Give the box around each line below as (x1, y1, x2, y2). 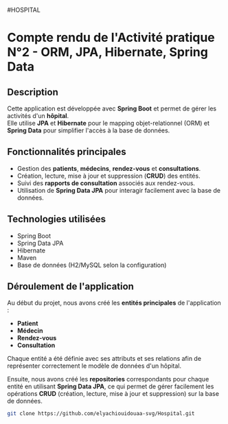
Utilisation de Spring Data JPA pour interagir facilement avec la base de (16, 186, 221, 194)
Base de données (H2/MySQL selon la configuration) (16, 261, 167, 269)
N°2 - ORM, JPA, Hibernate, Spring (7, 45, 208, 60)
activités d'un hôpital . (7, 112, 69, 119)
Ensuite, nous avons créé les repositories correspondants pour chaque (7, 375, 209, 384)
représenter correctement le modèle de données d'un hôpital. (7, 362, 182, 370)
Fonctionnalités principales (7, 146, 127, 158)
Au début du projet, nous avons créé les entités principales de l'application (7, 298, 221, 307)
